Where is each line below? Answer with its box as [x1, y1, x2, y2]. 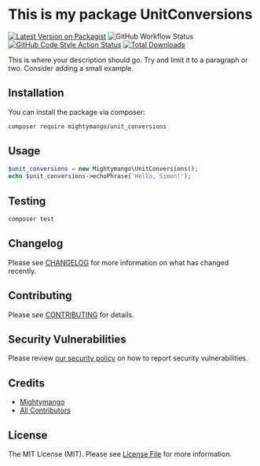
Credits [8, 376, 46, 390]
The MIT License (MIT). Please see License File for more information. [8, 449, 232, 458]
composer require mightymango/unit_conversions [8, 122, 167, 131]
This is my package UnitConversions [8, 6, 253, 24]
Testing [8, 194, 46, 208]
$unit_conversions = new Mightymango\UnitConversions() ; [8, 165, 199, 173]
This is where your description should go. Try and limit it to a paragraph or [8, 55, 249, 65]
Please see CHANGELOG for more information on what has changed [8, 257, 229, 267]
